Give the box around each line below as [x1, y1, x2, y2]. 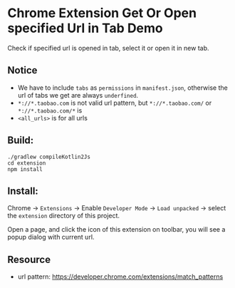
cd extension [7, 159, 46, 167]
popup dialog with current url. [7, 233, 95, 242]
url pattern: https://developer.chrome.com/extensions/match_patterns [17, 272, 224, 281]
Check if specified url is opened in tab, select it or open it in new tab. [7, 43, 209, 52]
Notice [7, 64, 38, 76]
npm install [7, 165, 43, 173]
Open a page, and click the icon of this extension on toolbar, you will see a [7, 225, 226, 234]
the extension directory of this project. [7, 212, 120, 220]
